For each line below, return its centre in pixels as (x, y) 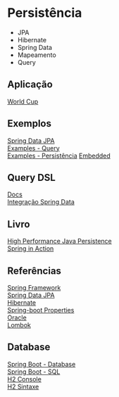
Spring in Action (31, 248)
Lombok (19, 325)
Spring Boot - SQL (34, 372)
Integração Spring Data (41, 202)
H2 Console (25, 379)
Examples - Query (33, 148)
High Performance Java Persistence (60, 241)
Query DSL (32, 177)
